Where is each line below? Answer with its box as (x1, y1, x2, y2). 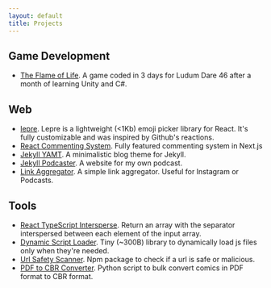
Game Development (8, 49, 110, 63)
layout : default (8, 11, 63, 20)
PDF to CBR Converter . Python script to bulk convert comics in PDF (19, 263, 244, 273)
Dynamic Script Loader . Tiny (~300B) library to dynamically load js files (19, 237, 257, 247)
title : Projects (8, 19, 63, 27)
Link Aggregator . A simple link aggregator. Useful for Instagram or (19, 167, 240, 177)
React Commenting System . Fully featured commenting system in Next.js (19, 141, 263, 151)
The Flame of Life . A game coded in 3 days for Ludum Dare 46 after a (19, 70, 252, 81)
